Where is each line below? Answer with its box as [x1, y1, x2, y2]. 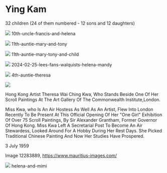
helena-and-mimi [11, 162, 47, 169]
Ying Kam [5, 4, 47, 15]
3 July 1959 [5, 142, 29, 149]
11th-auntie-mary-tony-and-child [11, 51, 79, 57]
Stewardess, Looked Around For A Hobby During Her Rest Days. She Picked [5, 127, 162, 134]
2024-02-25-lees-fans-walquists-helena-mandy [11, 61, 112, 67]
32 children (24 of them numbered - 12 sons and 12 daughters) [5, 20, 135, 26]
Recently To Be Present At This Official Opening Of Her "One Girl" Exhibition [5, 112, 162, 118]
